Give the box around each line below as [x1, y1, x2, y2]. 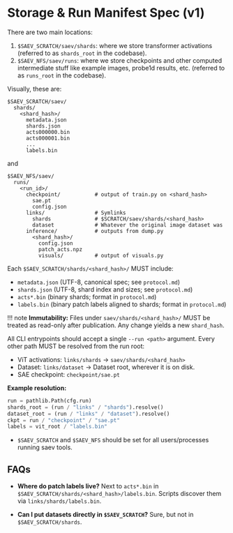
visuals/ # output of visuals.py [38, 252, 164, 259]
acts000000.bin [25, 128, 70, 135]
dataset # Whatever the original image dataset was [32, 221, 223, 228]
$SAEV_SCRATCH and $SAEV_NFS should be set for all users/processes [17, 436, 209, 444]
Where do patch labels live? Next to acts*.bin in [17, 482, 159, 490]
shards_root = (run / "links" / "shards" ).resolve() [7, 403, 164, 411]
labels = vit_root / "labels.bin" [7, 423, 108, 430]
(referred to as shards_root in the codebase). [17, 49, 147, 57]
